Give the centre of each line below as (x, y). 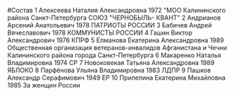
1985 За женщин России (44, 85)
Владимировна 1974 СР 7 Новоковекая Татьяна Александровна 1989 (111, 62)
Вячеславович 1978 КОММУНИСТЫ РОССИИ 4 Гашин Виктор (100, 32)
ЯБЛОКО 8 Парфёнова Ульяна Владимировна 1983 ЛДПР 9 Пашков (109, 70)
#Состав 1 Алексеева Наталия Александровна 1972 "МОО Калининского (117, 10)
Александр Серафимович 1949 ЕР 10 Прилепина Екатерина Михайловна (116, 78)
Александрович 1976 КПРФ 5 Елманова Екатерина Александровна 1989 (116, 40)
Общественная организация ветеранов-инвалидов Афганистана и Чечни (117, 48)
